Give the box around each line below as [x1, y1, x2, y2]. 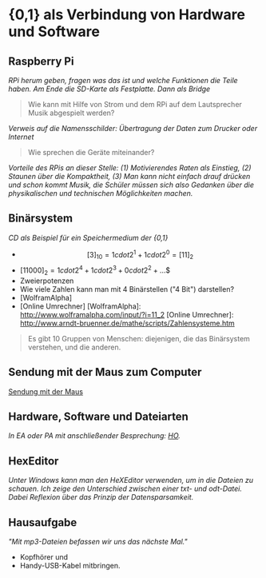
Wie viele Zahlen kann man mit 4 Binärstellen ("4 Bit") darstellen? [19, 284, 234, 293]
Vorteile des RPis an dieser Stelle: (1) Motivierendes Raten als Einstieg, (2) [8, 163, 252, 173]
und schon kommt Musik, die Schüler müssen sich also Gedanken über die [8, 180, 254, 189]
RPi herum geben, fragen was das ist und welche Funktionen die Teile [8, 76, 238, 85]
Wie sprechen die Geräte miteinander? [27, 148, 155, 157]
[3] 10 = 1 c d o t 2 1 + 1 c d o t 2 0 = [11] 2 [86, 248, 194, 261]
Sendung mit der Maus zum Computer [8, 365, 202, 379]
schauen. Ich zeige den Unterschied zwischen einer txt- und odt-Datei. [8, 484, 242, 493]
